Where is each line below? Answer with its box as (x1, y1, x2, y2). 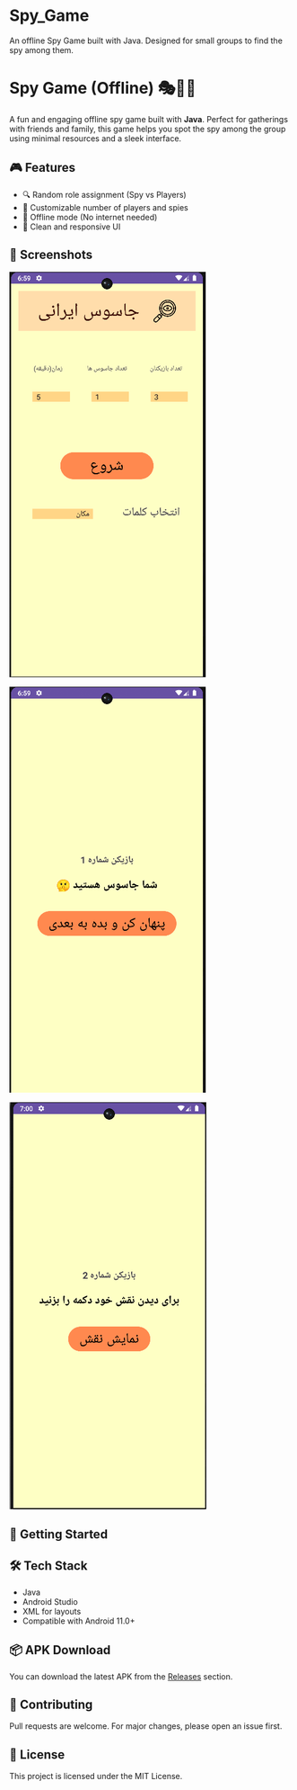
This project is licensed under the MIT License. (9, 1771, 183, 1782)
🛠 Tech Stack (9, 1558, 88, 1574)
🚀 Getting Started (9, 1526, 109, 1542)
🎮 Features (9, 160, 76, 175)
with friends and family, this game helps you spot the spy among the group (9, 123, 286, 134)
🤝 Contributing (9, 1696, 93, 1712)
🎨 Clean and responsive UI (22, 221, 121, 232)
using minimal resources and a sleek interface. (9, 132, 182, 144)
